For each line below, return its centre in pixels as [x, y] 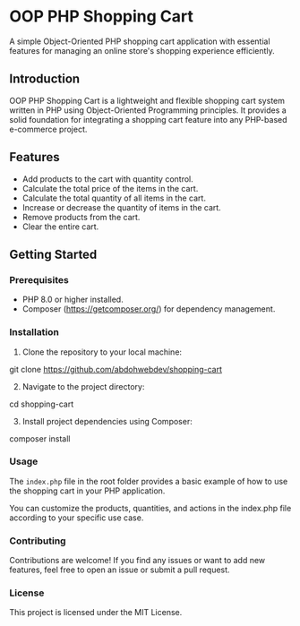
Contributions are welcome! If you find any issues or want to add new [137, 561]
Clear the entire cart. [60, 227]
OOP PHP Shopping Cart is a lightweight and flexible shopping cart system [147, 100]
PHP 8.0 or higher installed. [73, 300]
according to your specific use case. [77, 518]
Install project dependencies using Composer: [107, 421]
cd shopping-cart [42, 404]
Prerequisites [39, 279]
